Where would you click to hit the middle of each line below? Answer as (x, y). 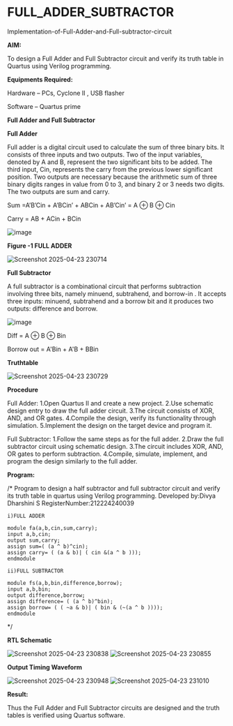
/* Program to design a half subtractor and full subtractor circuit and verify (114, 488)
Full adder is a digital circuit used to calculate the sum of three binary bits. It (116, 147)
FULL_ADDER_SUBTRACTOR (91, 12)
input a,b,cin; (29, 534)
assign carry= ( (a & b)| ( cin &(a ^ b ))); (74, 552)
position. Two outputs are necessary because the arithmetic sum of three (112, 177)
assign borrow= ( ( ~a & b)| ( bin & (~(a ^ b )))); (85, 607)
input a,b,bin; (29, 589)
